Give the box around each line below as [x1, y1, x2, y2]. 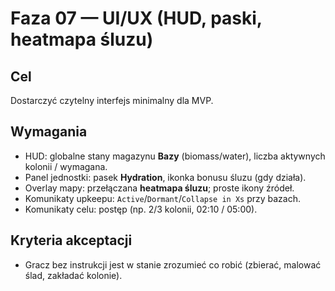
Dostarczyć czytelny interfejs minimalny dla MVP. [10, 95, 214, 106]
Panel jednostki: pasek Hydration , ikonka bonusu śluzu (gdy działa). [24, 171, 307, 183]
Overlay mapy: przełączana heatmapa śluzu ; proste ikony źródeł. [24, 182, 295, 194]
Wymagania [10, 123, 88, 141]
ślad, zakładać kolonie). [24, 269, 123, 281]
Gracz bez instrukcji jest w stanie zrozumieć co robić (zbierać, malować [24, 258, 322, 271]
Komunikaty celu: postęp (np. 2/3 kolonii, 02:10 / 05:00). [24, 203, 258, 215]
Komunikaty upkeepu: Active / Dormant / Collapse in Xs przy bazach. [24, 192, 302, 204]
